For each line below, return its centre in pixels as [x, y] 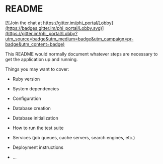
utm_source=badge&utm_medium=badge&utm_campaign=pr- [69, 39]
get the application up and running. [42, 59]
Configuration [27, 98]
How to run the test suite [38, 128]
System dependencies [36, 88]
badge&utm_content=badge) [35, 44]
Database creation [32, 108]
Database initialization [35, 118]
